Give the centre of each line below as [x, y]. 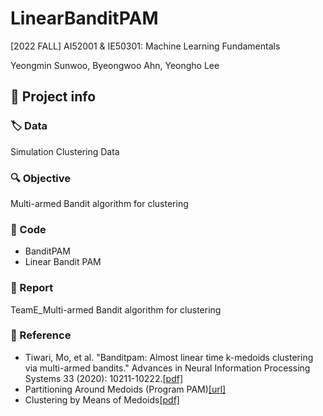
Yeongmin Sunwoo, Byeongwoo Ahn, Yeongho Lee [115, 65]
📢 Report [32, 288]
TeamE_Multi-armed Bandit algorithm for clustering [116, 309]
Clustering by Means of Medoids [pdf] [102, 399]
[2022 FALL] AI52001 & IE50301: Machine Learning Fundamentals [145, 46]
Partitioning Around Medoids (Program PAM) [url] [125, 389]
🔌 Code [28, 229]
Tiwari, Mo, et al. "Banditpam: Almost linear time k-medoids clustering [169, 357]
